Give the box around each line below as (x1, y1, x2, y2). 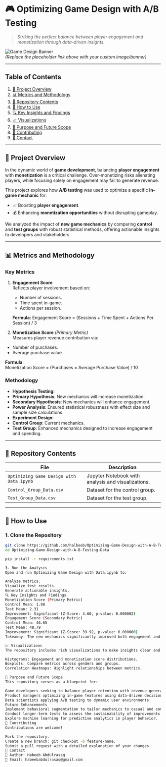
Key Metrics (5, 268, 35, 275)
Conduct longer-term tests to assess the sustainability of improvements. (5, 712, 163, 716)
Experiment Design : (12, 414, 54, 421)
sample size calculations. (12, 409, 64, 415)
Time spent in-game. (19, 300, 63, 306)
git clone (5, 543, 26, 548)
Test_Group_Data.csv (7, 495, 56, 501)
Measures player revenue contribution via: (12, 335, 99, 341)
